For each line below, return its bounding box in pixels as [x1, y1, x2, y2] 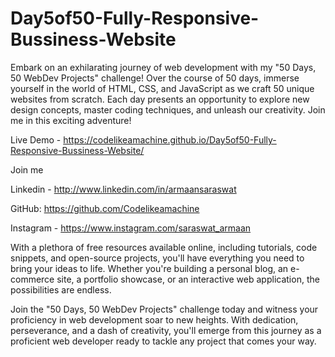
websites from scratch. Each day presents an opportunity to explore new [10, 93, 310, 105]
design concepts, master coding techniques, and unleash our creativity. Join [10, 103, 326, 116]
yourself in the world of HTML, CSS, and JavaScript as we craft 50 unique [10, 82, 315, 94]
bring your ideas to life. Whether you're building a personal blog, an [10, 262, 289, 274]
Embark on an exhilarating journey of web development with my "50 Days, [10, 61, 317, 73]
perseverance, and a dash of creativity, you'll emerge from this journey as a [10, 324, 322, 336]
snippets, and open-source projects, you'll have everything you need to [10, 252, 305, 264]
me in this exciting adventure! [10, 114, 132, 126]
